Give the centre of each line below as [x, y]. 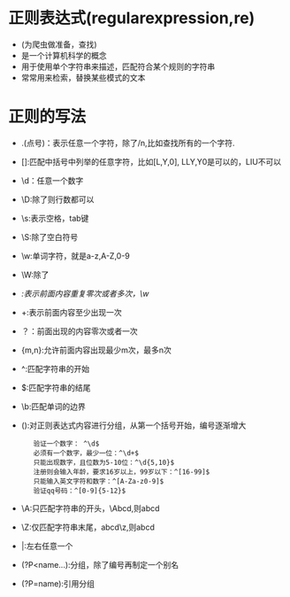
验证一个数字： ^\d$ [66, 444]
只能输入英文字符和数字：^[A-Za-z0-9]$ [99, 481]
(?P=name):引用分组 [57, 583]
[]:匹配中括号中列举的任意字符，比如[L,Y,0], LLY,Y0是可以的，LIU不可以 [151, 161]
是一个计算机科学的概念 [64, 55]
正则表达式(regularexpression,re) [132, 18]
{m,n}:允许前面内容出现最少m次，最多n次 [96, 350]
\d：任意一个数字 [52, 180]
